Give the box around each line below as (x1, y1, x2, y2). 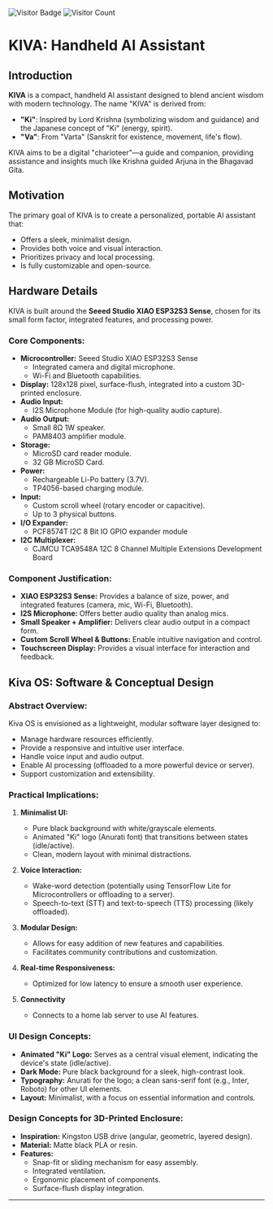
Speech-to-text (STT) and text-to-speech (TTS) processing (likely (32, 899, 253, 908)
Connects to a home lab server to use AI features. (32, 1010, 199, 1020)
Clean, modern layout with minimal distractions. (32, 850, 193, 859)
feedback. (19, 652, 54, 662)
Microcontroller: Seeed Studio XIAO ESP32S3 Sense (19, 353, 198, 363)
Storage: (19, 440, 51, 450)
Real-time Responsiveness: (19, 963, 115, 973)
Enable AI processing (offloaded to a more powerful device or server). (19, 760, 255, 770)
